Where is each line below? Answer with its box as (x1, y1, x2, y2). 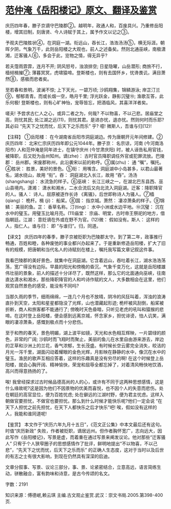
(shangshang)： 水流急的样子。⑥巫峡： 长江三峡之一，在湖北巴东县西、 (5, 178, 159, 184)
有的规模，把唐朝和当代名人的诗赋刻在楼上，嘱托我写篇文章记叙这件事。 (5, 246, 157, 252)
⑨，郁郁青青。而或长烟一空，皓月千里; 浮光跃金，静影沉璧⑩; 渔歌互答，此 (5, 93, 164, 99)
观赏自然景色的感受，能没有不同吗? (5, 282, 79, 289)
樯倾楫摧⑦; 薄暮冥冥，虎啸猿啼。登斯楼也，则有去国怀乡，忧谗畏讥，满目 (5, 69, 161, 75)
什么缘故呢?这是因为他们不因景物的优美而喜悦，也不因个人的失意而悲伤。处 (5, 385, 164, 391)
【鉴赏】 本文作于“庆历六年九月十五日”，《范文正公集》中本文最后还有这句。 (5, 421, 164, 428)
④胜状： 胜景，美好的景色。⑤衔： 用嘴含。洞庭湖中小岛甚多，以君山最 (5, 165, 159, 172)
